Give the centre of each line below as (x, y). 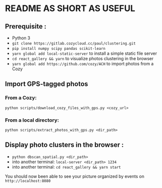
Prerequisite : (26, 26)
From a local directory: (32, 120)
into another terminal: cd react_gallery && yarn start (66, 167)
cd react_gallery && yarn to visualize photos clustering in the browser (83, 58)
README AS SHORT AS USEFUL (70, 8)
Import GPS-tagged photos (47, 84)
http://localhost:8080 (28, 181)
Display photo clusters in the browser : (65, 145)
